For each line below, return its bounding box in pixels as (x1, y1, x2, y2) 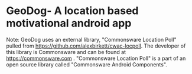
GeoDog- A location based (6, 4, 139, 18)
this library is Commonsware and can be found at (6, 48, 126, 55)
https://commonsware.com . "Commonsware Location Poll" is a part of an (6, 55, 186, 62)
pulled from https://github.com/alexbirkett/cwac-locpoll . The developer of (6, 42, 186, 49)
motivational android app (6, 16, 132, 30)
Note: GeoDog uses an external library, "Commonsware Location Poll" (6, 36, 177, 43)
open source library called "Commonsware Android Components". (6, 60, 167, 68)
